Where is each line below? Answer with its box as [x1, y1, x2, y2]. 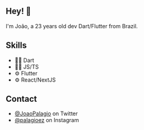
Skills [5, 40, 27, 51]
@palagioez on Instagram [14, 117, 79, 124]
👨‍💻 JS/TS [14, 63, 39, 71]
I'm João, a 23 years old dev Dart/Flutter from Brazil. [5, 22, 138, 29]
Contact [5, 94, 37, 104]
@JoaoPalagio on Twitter [14, 110, 78, 117]
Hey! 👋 [5, 6, 32, 17]
